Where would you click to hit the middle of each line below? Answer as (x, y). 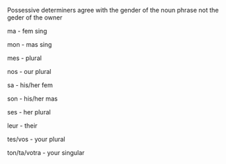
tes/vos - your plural (36, 139)
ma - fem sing (27, 31)
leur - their (23, 126)
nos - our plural (30, 72)
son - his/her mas (32, 98)
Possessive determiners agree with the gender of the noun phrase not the (113, 10)
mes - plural (24, 58)
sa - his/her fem (30, 85)
